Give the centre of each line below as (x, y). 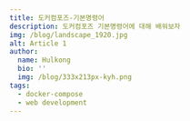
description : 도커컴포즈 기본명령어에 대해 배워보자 (95, 26)
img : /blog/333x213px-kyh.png (75, 77)
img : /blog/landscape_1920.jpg (69, 35)
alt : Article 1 (38, 43)
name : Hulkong (44, 60)
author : (24, 52)
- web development (53, 102)
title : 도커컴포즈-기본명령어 (57, 18)
